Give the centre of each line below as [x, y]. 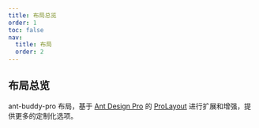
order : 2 [30, 52]
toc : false [26, 30]
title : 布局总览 [32, 15]
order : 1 [23, 23]
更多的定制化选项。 [46, 115]
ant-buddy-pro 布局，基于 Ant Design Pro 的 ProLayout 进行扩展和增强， [126, 106]
